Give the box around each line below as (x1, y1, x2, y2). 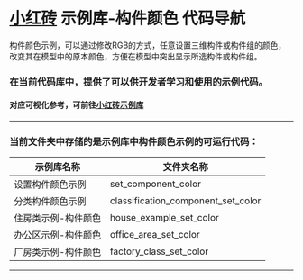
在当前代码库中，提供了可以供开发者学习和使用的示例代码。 (9, 76, 269, 88)
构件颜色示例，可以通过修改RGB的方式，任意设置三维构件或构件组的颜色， (9, 40, 287, 50)
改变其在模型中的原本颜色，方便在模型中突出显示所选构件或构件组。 (9, 50, 262, 61)
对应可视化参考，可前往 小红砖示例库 (9, 100, 144, 111)
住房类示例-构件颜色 (14, 212, 102, 225)
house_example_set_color (109, 212, 219, 224)
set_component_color (109, 177, 201, 190)
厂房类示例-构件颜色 (14, 246, 102, 258)
